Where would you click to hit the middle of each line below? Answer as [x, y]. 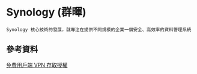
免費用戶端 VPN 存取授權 [37, 65]
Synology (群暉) [46, 12]
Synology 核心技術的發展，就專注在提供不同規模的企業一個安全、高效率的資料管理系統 [99, 30]
